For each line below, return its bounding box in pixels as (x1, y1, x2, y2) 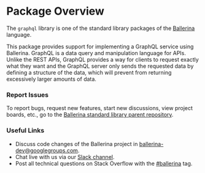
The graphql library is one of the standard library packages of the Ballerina (6, 24, 195, 32)
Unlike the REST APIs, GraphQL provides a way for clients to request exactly (6, 56, 199, 63)
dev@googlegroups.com (15, 147, 79, 154)
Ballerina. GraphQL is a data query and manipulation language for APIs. (6, 49, 186, 56)
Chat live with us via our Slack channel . (15, 153, 115, 160)
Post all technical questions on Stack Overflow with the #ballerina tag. (15, 160, 193, 167)
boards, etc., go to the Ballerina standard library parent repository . (6, 111, 174, 119)
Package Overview (6, 4, 104, 18)
